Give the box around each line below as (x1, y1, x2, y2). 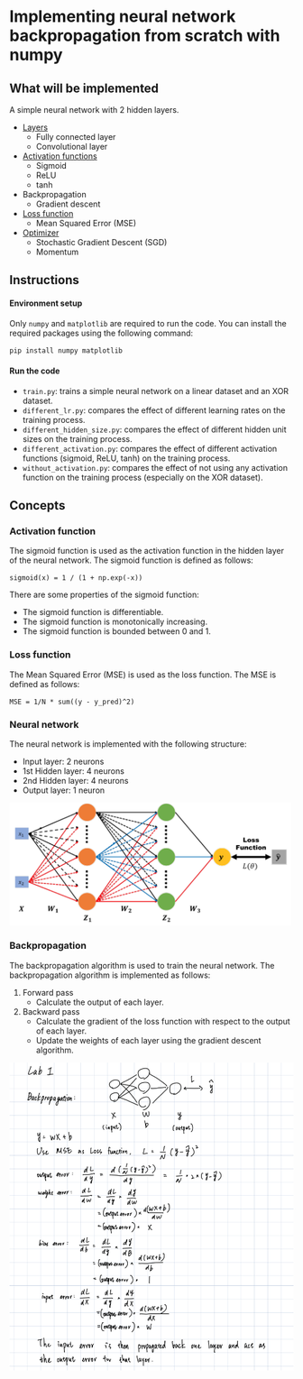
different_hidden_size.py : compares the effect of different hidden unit (22, 424, 287, 435)
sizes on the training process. (22, 433, 133, 444)
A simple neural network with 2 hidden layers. (9, 105, 179, 115)
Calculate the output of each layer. (35, 997, 164, 1007)
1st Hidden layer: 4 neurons (22, 765, 124, 777)
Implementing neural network (9, 6, 236, 27)
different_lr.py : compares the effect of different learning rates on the (22, 404, 286, 416)
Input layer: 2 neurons (22, 756, 105, 767)
